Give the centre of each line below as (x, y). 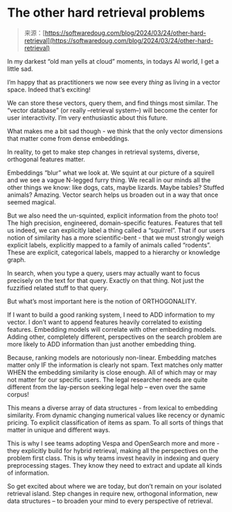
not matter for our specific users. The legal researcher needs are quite (107, 380)
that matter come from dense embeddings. (68, 138)
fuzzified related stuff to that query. (58, 288)
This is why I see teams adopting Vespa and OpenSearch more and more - (114, 443)
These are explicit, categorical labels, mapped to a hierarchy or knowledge (114, 252)
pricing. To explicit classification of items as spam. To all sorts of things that (115, 422)
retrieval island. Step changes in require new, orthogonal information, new (113, 493)
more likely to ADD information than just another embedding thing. (101, 344)
